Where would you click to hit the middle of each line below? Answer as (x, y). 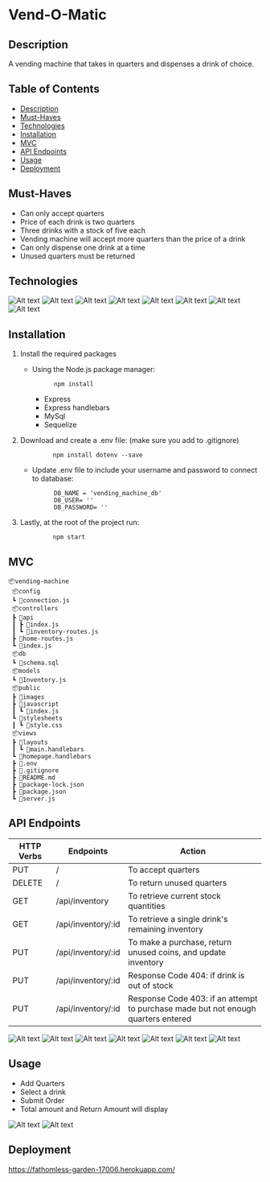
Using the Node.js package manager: (94, 370)
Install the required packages (68, 354)
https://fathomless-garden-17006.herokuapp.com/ (92, 1169)
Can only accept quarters (62, 213)
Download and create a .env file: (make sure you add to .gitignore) (129, 440)
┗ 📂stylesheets (37, 718)
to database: (53, 479)
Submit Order (42, 1100)
